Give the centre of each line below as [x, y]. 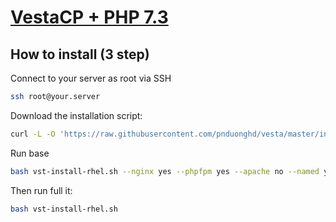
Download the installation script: [76, 115]
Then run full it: [41, 190]
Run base [30, 153]
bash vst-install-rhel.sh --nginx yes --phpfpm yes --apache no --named [165, 171]
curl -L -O [33, 134]
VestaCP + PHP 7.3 [89, 17]
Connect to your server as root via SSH [91, 78]
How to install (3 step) [80, 54]
